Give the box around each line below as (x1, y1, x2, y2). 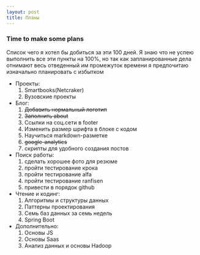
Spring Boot (24, 216, 55, 223)
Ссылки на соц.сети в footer (24, 118, 98, 126)
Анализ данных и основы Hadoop (24, 242, 112, 249)
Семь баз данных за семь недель (24, 209, 113, 217)
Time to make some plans (6, 35, 84, 43)
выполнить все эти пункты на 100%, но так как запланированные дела (6, 55, 191, 62)
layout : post (6, 9, 40, 15)
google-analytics (24, 138, 67, 145)
